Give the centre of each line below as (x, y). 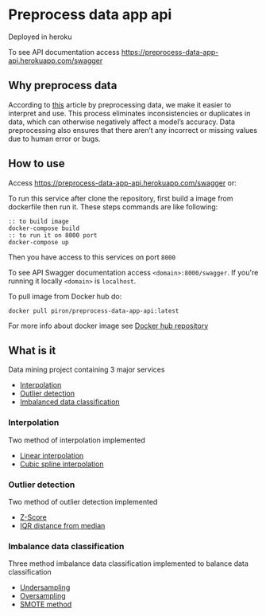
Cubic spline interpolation (62, 464)
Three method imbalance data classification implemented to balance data (128, 563)
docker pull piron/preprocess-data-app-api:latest (94, 311)
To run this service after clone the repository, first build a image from (121, 198)
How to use (37, 164)
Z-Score (33, 517)
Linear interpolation (52, 455)
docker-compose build (44, 228)
